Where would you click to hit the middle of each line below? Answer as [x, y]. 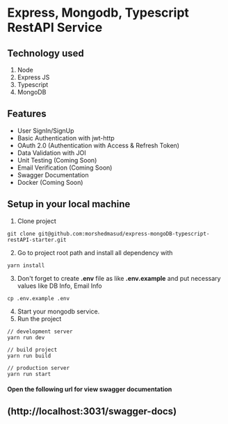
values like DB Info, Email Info [59, 286]
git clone [22, 234]
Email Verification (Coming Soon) [65, 168]
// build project [32, 350]
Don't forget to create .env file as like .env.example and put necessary [119, 278]
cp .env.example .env [39, 298]
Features [27, 114]
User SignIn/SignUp [46, 131]
